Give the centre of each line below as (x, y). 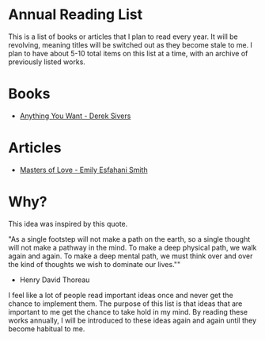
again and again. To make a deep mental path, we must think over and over (131, 256)
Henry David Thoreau (55, 280)
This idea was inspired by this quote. (68, 223)
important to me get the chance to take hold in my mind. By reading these (128, 311)
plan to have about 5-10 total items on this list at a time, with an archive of (128, 53)
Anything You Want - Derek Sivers (75, 116)
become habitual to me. (47, 329)
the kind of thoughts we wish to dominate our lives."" (95, 264)
